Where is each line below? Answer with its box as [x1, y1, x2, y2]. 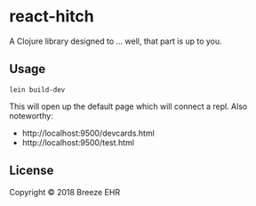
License [9, 163, 54, 178]
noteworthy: [9, 110, 53, 121]
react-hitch [9, 6, 95, 27]
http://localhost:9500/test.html [21, 136, 135, 148]
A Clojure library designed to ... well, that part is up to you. [9, 36, 222, 46]
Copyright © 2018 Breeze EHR [9, 186, 121, 197]
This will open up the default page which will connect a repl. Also [9, 101, 248, 111]
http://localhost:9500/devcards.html [21, 128, 156, 138]
